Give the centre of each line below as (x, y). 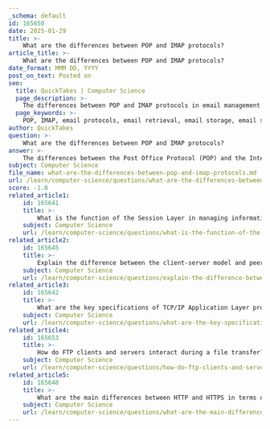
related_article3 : (39, 285)
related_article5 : (39, 375)
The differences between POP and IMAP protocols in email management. (143, 105)
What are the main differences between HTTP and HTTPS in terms (147, 398)
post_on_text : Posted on (50, 76)
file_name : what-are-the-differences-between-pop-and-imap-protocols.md (133, 173)
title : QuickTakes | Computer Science (81, 91)
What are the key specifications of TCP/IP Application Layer (143, 307)
